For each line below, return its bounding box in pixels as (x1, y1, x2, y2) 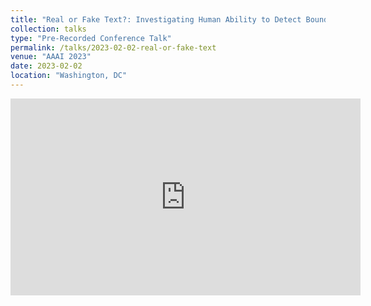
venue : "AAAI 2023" (10, 52, 92, 62)
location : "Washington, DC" (10, 71, 128, 81)
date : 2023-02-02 (10, 61, 83, 71)
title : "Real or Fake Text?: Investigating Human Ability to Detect (10, 14, 302, 25)
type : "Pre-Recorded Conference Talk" (10, 33, 172, 43)
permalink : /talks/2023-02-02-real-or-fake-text (10, 42, 217, 53)
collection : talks (10, 24, 87, 34)
